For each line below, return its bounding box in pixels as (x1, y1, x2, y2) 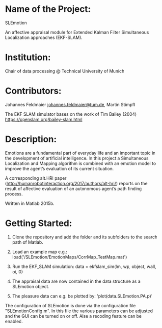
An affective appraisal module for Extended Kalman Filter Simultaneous (5, 29, 149, 35)
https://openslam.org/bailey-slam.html (5, 116, 82, 122)
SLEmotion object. (12, 283, 50, 289)
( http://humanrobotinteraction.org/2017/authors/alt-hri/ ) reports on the (5, 180, 148, 186)
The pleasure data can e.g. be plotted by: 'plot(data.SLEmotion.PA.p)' (12, 293, 153, 299)
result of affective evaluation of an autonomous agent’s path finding (5, 186, 142, 192)
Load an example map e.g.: (12, 249, 67, 255)
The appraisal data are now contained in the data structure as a (12, 278, 141, 284)
